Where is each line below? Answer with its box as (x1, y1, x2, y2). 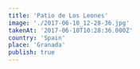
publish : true (8, 48, 56, 56)
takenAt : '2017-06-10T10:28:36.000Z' (8, 26, 134, 34)
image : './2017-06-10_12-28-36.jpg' (8, 19, 130, 27)
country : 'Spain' (8, 33, 66, 42)
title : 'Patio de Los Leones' (8, 11, 109, 20)
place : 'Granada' (8, 41, 66, 49)
